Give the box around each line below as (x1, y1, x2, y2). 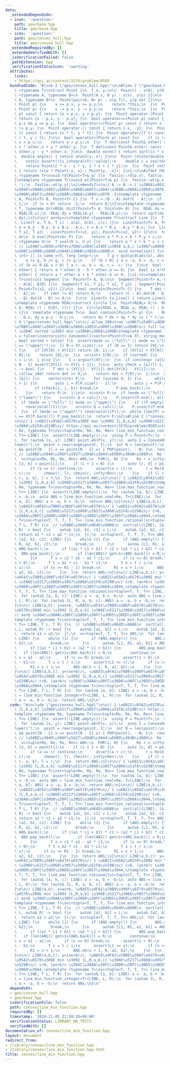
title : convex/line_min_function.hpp (5, 1052, 85, 1057)
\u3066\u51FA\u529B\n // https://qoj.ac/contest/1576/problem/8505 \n (14, 423, 162, 429)
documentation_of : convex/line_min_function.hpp (5, 1028, 110, 1033)
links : (14, 74, 28, 79)
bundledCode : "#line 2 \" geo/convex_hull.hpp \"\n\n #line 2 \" (10, 83, 144, 88)
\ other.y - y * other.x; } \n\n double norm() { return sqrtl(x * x (14, 149, 164, 155)
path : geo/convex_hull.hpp (14, 36, 71, 41)
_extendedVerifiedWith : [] (10, 50, 67, 55)
